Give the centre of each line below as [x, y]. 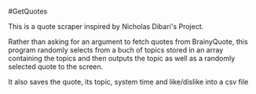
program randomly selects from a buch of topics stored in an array [116, 50]
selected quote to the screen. [56, 67]
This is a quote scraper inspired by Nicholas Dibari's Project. [106, 26]
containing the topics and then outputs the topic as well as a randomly [122, 58]
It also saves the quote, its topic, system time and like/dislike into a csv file [128, 82]
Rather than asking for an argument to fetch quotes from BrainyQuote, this [128, 42]
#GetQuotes [28, 11]
